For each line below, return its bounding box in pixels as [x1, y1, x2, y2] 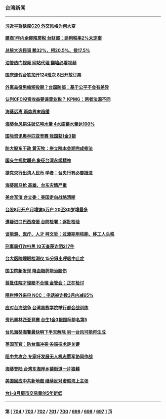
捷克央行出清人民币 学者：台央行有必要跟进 [5, 170, 93, 176]
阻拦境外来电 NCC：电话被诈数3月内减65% [5, 292, 94, 298]
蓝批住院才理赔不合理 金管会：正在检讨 [5, 280, 84, 286]
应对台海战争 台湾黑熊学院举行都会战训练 [5, 304, 89, 310]
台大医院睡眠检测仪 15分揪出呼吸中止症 [5, 256, 85, 262]
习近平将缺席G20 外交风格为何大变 [5, 23, 76, 29]
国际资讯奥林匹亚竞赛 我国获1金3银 [5, 133, 76, 139]
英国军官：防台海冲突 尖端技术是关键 [5, 341, 80, 347]
